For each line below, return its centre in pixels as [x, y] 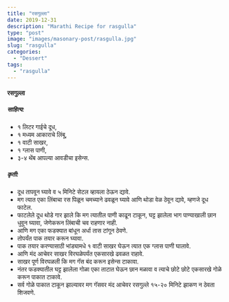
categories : [24, 52]
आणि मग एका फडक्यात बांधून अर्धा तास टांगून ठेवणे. [72, 230]
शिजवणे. [26, 292]
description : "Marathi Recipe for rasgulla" [72, 26]
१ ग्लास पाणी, [32, 150]
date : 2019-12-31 [32, 20]
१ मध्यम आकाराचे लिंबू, [42, 135]
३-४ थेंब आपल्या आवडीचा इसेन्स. [53, 158]
